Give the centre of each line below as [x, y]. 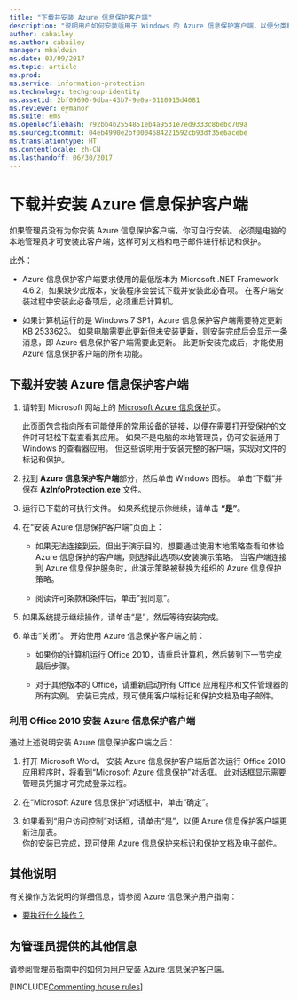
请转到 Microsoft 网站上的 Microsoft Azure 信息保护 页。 [124, 407]
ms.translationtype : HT [53, 141]
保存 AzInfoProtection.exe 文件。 [84, 490]
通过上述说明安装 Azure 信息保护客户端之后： [92, 742]
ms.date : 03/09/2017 [47, 59]
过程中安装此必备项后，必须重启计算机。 [104, 302]
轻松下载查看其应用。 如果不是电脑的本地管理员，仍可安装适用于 [163, 437]
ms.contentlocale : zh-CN [55, 149]
